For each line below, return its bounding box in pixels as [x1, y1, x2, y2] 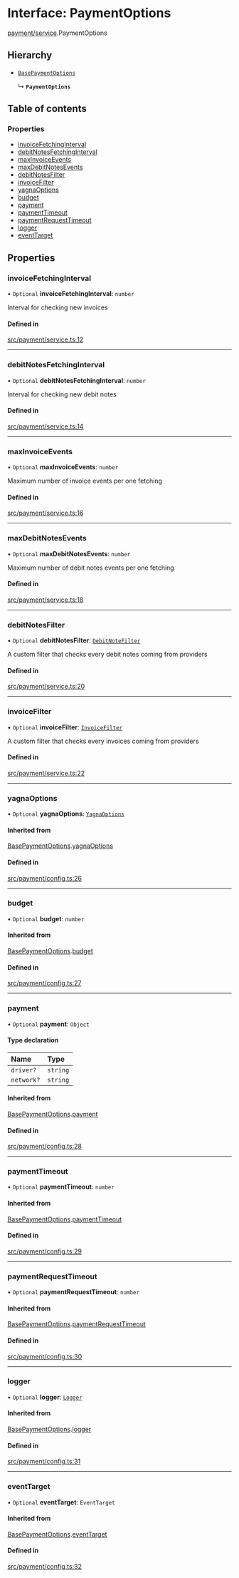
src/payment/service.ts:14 [7, 422, 84, 431]
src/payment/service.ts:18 [7, 595, 84, 604]
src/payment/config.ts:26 [7, 873, 82, 882]
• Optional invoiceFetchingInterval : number [7, 290, 134, 298]
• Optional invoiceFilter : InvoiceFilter [7, 722, 123, 732]
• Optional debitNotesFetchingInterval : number [7, 376, 146, 384]
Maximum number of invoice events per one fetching [7, 476, 162, 486]
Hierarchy [7, 49, 53, 61]
